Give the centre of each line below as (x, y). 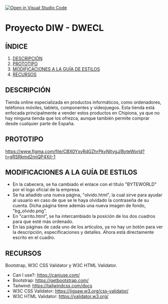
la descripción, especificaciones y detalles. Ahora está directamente (83, 232)
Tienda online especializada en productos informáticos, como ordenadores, (83, 102)
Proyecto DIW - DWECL (55, 28)
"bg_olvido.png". (30, 211)
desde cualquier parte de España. (40, 123)
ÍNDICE (17, 46)
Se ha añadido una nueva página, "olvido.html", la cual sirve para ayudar (87, 195)
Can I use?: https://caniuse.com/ (46, 275)
